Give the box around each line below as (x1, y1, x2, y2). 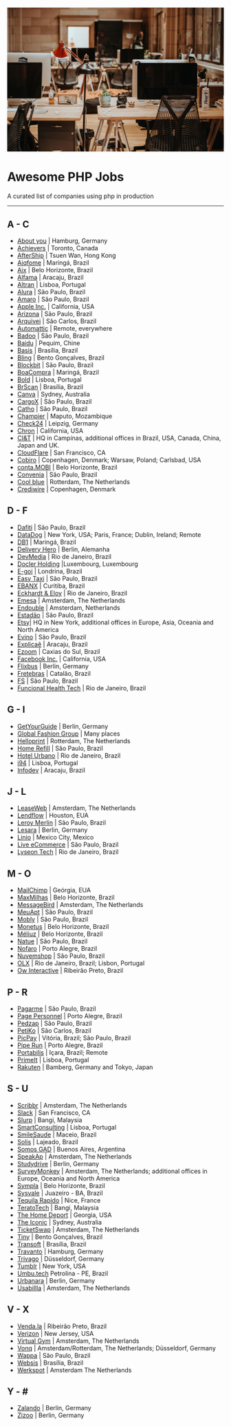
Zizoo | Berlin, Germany (16, 1411, 85, 1420)
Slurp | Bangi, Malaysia (16, 1115, 82, 1124)
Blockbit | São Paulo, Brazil (16, 360, 94, 369)
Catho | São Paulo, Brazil (16, 404, 88, 413)
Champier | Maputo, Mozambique (16, 412, 113, 420)
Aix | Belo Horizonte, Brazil (16, 265, 93, 274)
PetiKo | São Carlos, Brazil (16, 1026, 91, 1035)
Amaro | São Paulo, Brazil (16, 295, 89, 303)
